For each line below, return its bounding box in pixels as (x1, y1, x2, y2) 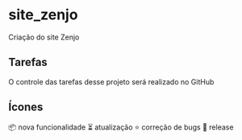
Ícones (8, 101, 44, 114)
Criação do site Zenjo (8, 32, 80, 42)
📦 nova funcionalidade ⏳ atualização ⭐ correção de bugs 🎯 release (8, 122, 234, 132)
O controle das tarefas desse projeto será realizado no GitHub (8, 76, 215, 86)
